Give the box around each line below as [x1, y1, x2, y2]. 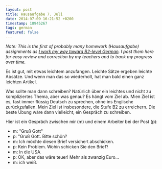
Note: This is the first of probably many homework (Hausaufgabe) [5, 44, 139, 49]
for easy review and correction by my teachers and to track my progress [5, 54, 152, 59]
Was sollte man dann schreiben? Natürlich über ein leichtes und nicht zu [5, 89, 151, 94]
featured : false [5, 30, 39, 35]
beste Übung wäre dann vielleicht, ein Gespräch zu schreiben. [5, 109, 131, 115]
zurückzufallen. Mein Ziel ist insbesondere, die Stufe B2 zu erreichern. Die [5, 104, 156, 110]
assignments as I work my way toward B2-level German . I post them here [5, 48, 154, 54]
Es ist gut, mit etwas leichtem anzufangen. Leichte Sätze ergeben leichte [5, 69, 152, 74]
